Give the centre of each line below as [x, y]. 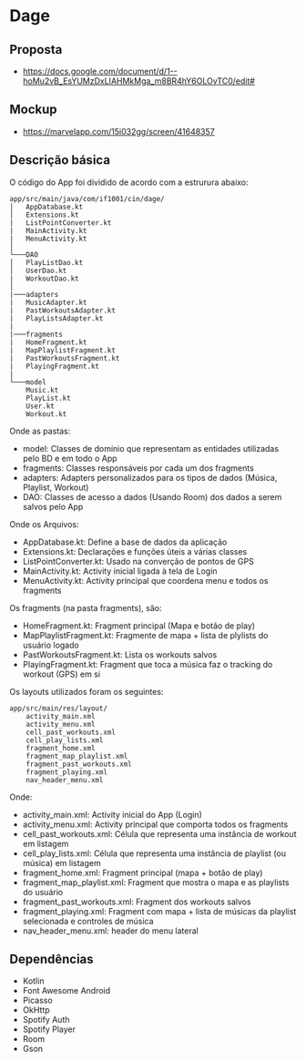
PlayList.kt [48, 398]
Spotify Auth [46, 1020]
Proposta [36, 50]
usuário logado [51, 645]
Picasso [37, 1000]
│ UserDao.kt [38, 270]
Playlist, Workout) [56, 487]
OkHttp [36, 1010]
